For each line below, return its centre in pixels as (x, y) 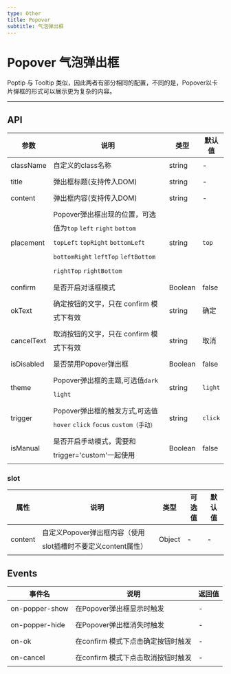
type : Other (24, 13)
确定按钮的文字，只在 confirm (101, 304)
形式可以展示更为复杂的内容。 (73, 91)
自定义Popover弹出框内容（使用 (94, 532)
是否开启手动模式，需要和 (95, 442)
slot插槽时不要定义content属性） (95, 546)
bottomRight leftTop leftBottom (104, 257)
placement (28, 243)
